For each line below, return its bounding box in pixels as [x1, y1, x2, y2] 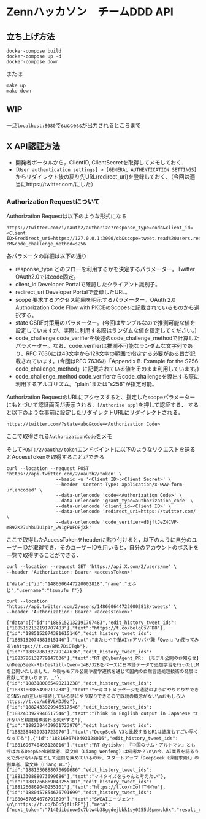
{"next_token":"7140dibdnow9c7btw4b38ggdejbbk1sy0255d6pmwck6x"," [6, 807, 180, 813]
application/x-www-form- [121, 482, 185, 488]
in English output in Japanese [110, 710, 191, 717]
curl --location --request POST [6, 465, 89, 472]
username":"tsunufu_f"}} [19, 587, 83, 593]
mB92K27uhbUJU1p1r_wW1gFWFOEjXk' [6, 525, 92, 531]
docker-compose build [6, 48, 62, 54]
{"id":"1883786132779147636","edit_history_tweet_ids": [6, 648, 152, 655]
